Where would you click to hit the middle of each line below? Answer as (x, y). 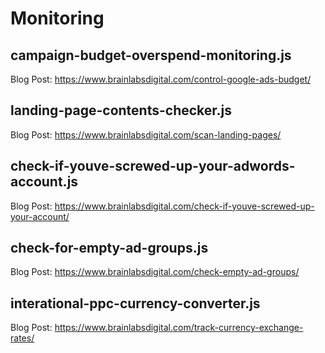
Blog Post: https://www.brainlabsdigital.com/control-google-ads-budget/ (161, 79)
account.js (44, 182)
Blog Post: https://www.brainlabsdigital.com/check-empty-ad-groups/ (155, 272)
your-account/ (40, 216)
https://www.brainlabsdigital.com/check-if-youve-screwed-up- (184, 206)
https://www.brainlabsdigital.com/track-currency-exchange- (179, 328)
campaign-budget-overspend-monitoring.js (151, 55)
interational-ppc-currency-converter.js (135, 303)
